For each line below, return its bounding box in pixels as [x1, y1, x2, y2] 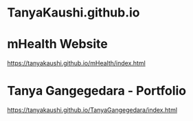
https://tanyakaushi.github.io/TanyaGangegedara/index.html [7, 106, 177, 114]
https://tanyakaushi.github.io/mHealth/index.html [7, 59, 146, 67]
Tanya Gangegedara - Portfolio [7, 83, 187, 99]
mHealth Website [7, 36, 108, 52]
